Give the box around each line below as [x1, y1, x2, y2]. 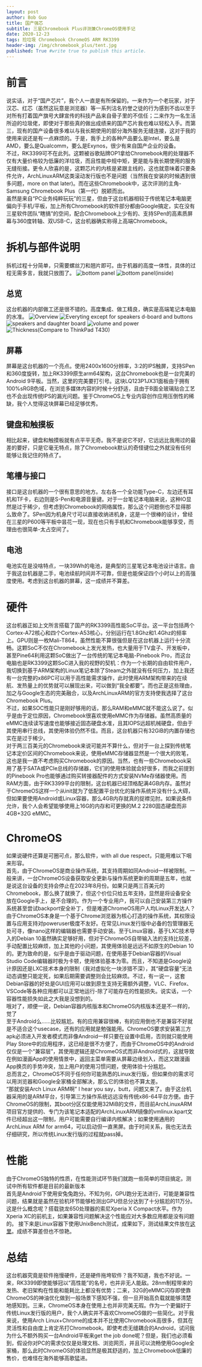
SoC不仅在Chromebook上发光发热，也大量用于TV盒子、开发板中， [26, 644, 193, 651]
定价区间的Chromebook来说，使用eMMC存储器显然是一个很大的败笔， [16, 749, 192, 756]
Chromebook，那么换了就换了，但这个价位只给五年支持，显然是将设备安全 [6, 889, 191, 897]
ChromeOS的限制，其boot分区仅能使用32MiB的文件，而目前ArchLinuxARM [6, 1100, 192, 1107]
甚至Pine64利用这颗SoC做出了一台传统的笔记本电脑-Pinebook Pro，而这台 [6, 652, 191, 659]
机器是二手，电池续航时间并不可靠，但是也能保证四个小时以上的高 [26, 570, 191, 577]
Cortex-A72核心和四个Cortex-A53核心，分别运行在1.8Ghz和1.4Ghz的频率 [6, 629, 187, 636]
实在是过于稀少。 [6, 734, 49, 741]
